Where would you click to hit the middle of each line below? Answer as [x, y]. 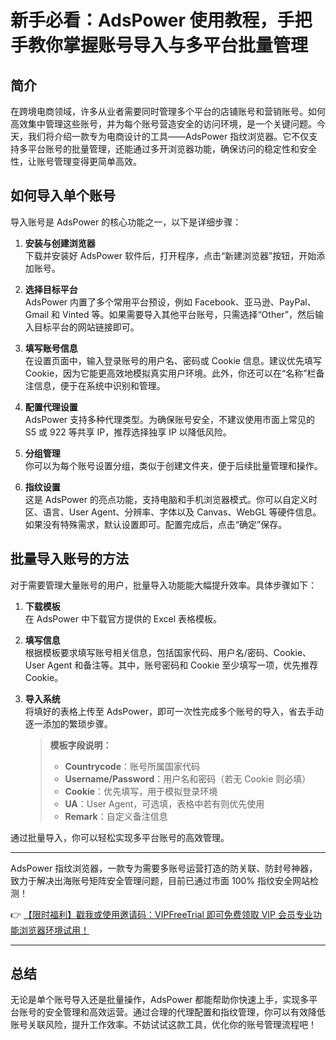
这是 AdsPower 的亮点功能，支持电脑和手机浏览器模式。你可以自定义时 [171, 499]
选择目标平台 [51, 289]
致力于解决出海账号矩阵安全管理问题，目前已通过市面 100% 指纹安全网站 [160, 880]
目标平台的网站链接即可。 [86, 327]
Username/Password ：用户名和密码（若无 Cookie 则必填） [188, 778]
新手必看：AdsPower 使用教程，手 [152, 20]
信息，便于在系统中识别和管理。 [99, 385]
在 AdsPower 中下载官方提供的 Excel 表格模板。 [123, 618]
